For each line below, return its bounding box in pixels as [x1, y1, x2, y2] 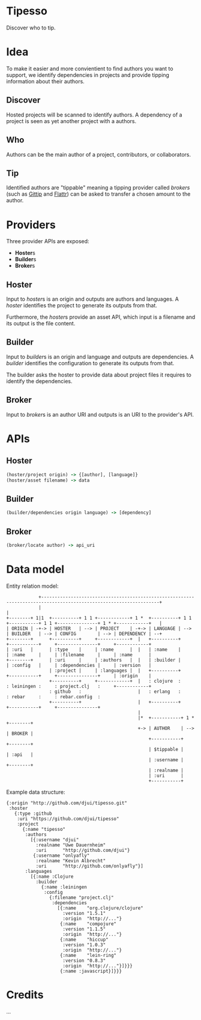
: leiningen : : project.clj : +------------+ [6, 683, 152, 689]
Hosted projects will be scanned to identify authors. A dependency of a [6, 111, 182, 118]
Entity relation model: [6, 582, 59, 590]
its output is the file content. [6, 320, 76, 327]
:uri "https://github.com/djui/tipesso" [17, 815, 119, 822]
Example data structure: [6, 788, 65, 795]
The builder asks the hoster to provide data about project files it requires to [6, 371, 192, 378]
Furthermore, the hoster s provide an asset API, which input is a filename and [6, 313, 196, 321]
